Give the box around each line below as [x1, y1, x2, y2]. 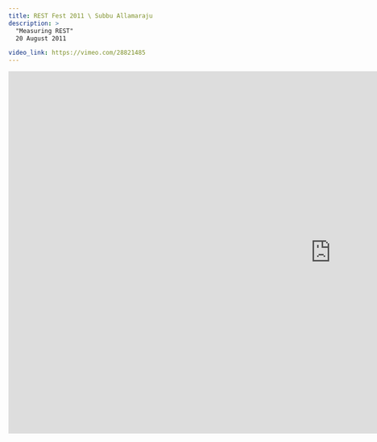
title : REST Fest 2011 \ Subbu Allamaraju [8, 11, 153, 20]
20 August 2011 [15, 34, 67, 43]
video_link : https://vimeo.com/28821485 [8, 49, 147, 57]
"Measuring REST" [15, 27, 74, 35]
